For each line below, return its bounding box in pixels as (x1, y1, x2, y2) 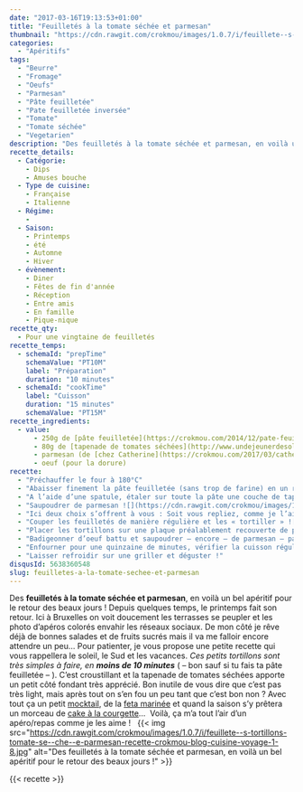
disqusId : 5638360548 (9, 560, 91, 569)
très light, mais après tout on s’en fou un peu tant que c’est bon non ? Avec (9, 689, 287, 700)
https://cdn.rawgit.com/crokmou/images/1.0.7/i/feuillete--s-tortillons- (30, 727, 288, 738)
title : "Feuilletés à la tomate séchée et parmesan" (9, 22, 212, 31)
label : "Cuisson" (25, 391, 91, 401)
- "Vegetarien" (17, 131, 75, 140)
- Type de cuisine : (17, 182, 91, 191)
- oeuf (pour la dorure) (32, 458, 127, 468)
